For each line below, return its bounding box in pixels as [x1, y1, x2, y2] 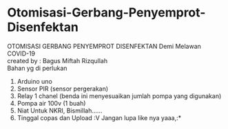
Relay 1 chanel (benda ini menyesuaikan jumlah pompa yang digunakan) [17, 91, 222, 100]
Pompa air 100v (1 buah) [17, 99, 86, 107]
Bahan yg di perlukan [7, 64, 68, 72]
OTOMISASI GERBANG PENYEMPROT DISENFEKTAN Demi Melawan [7, 42, 202, 50]
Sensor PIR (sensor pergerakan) [17, 84, 109, 93]
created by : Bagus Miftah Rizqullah [7, 56, 108, 64]
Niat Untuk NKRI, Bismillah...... [17, 106, 103, 115]
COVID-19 [7, 49, 36, 58]
